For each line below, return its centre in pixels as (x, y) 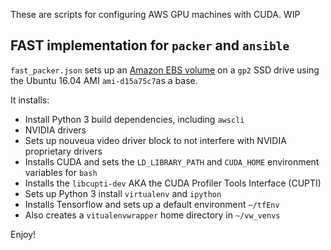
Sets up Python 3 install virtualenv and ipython (123, 193)
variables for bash (61, 172)
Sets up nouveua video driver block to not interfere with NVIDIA (155, 140)
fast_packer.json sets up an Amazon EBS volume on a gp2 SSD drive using (165, 70)
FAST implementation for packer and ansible (150, 45)
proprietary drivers (63, 151)
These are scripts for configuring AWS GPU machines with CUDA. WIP (155, 14)
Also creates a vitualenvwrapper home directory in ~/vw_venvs (152, 215)
